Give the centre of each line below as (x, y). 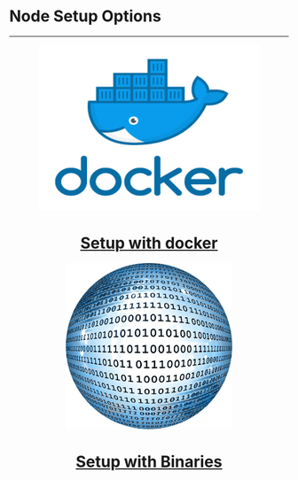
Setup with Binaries (149, 462)
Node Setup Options (85, 16)
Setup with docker (149, 243)
